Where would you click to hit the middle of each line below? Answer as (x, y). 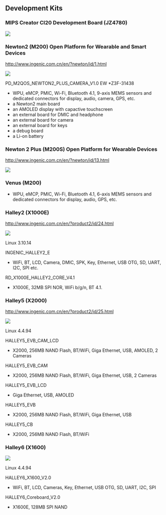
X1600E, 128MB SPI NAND (40, 507)
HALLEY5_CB (19, 424)
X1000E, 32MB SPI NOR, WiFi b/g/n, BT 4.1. (57, 287)
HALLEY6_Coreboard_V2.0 (33, 497)
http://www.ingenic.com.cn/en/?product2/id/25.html (60, 311)
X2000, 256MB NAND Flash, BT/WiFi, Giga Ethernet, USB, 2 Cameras (85, 375)
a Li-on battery (28, 136)
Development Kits (34, 8)
